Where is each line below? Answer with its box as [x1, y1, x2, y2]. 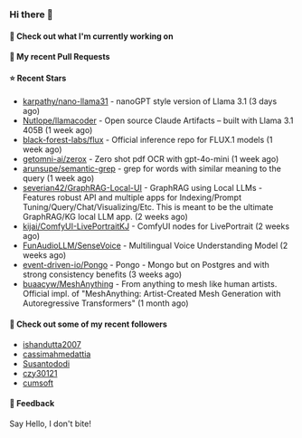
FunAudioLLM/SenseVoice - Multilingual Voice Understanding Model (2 [22, 240, 288, 252]
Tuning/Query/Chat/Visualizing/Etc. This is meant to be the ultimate [22, 202, 274, 213]
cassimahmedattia [22, 348, 91, 359]
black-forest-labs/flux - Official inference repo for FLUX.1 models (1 [22, 135, 273, 146]
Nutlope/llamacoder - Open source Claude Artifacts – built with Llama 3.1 [22, 115, 294, 126]
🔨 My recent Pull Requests [9, 52, 110, 62]
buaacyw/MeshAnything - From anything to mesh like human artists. [22, 279, 278, 290]
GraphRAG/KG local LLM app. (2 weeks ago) [22, 212, 188, 223]
